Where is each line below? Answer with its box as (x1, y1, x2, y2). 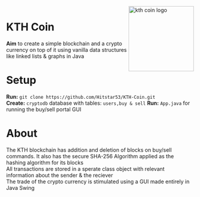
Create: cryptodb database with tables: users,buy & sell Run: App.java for (6, 99, 190, 107)
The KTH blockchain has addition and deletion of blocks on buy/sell (6, 146, 172, 154)
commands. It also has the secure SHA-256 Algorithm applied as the (6, 152, 174, 160)
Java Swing (6, 184, 35, 191)
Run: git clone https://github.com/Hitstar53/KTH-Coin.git (6, 93, 156, 100)
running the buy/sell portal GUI (6, 105, 82, 112)
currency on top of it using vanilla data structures (6, 46, 127, 53)
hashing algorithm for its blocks (6, 159, 84, 166)
